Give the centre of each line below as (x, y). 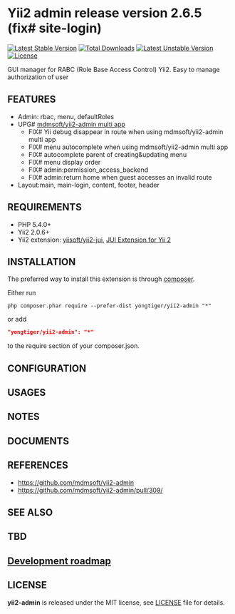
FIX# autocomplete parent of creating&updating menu (108, 154)
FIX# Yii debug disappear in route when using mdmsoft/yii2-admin (126, 132)
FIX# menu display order (64, 162)
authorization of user (38, 77)
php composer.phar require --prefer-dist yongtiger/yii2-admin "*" (110, 306)
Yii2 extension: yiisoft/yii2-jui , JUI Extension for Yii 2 (94, 240)
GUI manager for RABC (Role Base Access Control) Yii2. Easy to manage (114, 69)
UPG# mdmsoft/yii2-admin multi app (72, 124)
